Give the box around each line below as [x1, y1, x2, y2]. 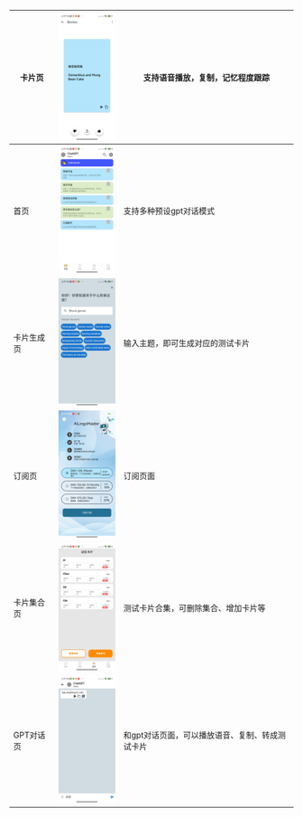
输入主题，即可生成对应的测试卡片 [123, 338, 251, 349]
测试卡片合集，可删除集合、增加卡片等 [123, 603, 266, 614]
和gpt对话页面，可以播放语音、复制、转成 [123, 729, 278, 740]
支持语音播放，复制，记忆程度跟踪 [142, 72, 271, 83]
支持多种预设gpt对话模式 [123, 205, 215, 216]
